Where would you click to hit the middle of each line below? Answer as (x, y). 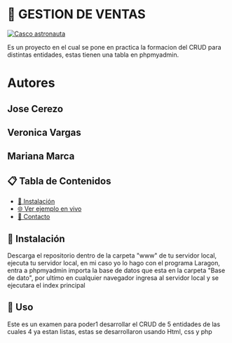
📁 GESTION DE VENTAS (76, 14)
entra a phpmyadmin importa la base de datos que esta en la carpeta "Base (116, 270)
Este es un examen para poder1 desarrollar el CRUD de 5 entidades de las (114, 324)
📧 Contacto (34, 217)
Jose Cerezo (35, 109)
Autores (31, 83)
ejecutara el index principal (46, 285)
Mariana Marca (41, 156)
